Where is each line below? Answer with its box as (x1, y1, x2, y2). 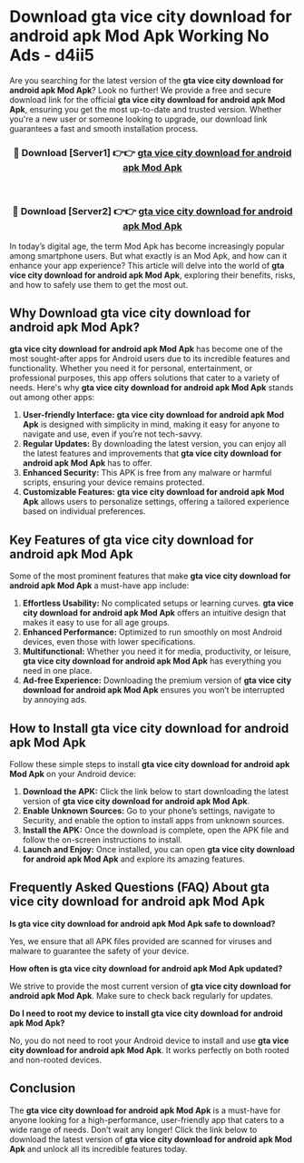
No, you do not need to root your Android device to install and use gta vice (9, 1035, 289, 1046)
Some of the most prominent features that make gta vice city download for (9, 570, 291, 582)
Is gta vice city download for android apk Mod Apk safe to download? (9, 918, 276, 929)
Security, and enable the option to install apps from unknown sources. (22, 814, 285, 825)
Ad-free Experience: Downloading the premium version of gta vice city (22, 675, 292, 686)
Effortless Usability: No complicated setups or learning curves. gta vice (22, 597, 294, 609)
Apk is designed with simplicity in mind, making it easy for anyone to (22, 419, 279, 430)
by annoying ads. (22, 695, 88, 705)
